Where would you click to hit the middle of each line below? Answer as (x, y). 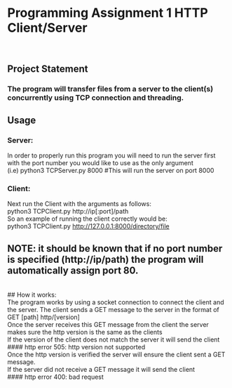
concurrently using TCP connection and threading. (96, 98)
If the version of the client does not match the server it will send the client (114, 339)
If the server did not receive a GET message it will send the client (101, 370)
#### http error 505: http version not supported (76, 347)
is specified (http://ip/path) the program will (105, 259)
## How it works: (32, 295)
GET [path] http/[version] (44, 317)
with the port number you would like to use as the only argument (101, 163)
